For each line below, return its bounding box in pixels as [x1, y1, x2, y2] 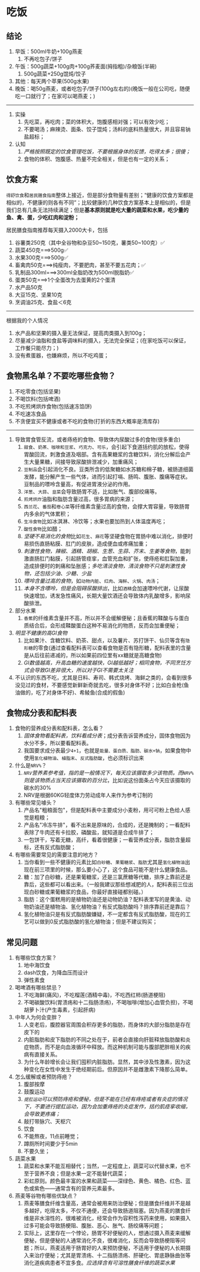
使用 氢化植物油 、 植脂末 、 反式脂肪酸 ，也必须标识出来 [23, 754, 145, 762]
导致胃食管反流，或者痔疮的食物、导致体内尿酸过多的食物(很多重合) [14, 436, 181, 443]
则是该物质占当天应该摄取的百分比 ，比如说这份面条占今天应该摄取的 [23, 777, 191, 784]
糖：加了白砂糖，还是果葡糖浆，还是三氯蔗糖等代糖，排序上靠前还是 [23, 873, 191, 881]
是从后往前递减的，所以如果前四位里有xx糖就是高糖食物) [23, 651, 162, 658]
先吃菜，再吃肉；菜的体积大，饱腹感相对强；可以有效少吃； [23, 118, 170, 125]
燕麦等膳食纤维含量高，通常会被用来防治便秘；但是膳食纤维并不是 [23, 1200, 186, 1207]
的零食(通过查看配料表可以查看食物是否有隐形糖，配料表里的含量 [32, 644, 192, 651]
